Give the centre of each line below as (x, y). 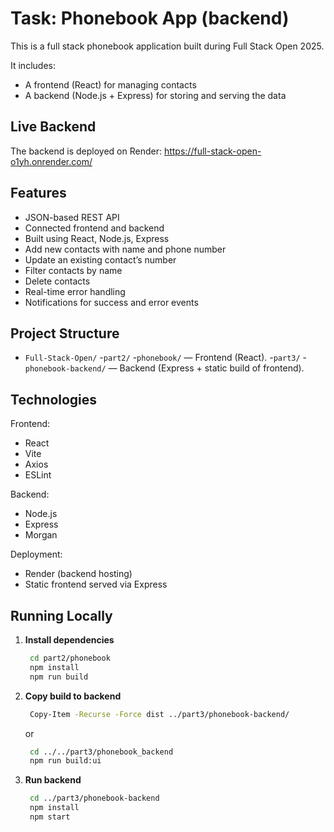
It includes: (33, 65)
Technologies (54, 399)
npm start (50, 817)
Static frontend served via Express (96, 584)
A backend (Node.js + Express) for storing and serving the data (155, 95)
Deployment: (36, 554)
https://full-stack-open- (212, 151)
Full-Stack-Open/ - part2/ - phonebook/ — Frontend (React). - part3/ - (166, 358)
